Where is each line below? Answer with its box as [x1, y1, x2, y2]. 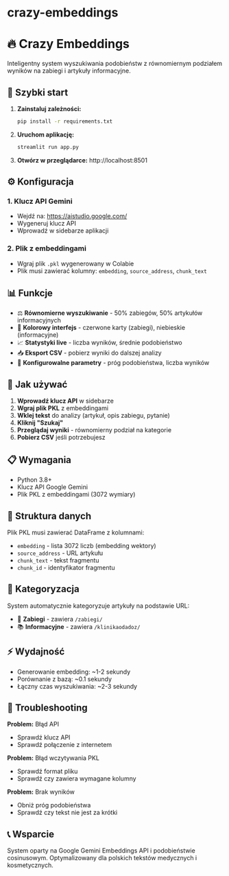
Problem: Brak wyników [7, 788, 75, 796]
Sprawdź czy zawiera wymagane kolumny [16, 774, 136, 783]
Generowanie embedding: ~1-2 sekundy [16, 667, 131, 676]
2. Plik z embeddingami [7, 244, 87, 253]
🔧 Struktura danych [7, 510, 92, 522]
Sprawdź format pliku [16, 767, 78, 776]
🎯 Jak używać [7, 379, 68, 390]
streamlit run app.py [16, 143, 79, 150]
